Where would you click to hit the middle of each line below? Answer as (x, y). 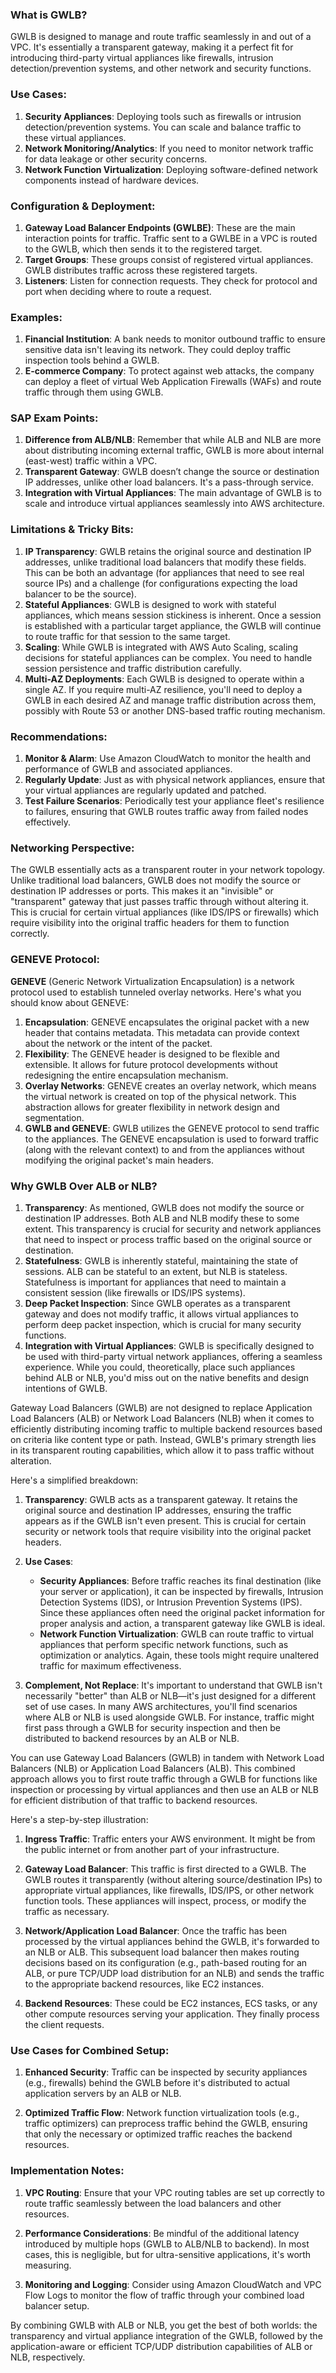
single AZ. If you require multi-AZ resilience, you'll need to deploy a (163, 689)
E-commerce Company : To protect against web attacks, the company (169, 371)
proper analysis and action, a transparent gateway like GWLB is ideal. (182, 1623)
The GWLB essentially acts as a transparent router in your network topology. (168, 870)
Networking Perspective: (72, 848)
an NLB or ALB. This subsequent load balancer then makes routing (162, 1952)
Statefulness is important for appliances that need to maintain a (155, 1282)
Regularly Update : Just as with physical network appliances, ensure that (175, 780)
